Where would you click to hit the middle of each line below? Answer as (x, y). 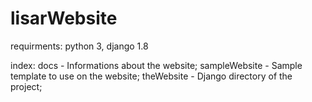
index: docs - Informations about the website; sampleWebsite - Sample (156, 65)
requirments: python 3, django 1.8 (79, 46)
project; (26, 86)
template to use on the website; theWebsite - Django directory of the (151, 76)
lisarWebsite (64, 18)
